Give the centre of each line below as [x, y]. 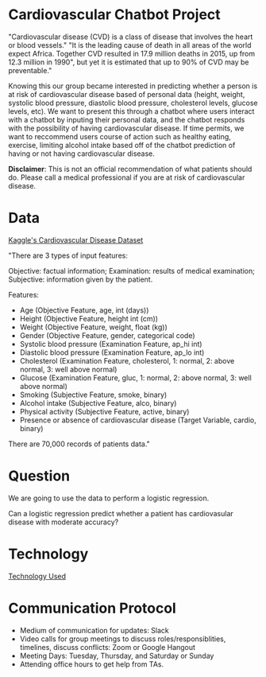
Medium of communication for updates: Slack [94, 630]
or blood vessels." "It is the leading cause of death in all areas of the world [130, 45]
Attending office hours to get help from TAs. [92, 664]
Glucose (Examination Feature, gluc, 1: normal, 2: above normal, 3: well [135, 377]
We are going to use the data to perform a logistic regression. [109, 498]
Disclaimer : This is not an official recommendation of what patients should [130, 169]
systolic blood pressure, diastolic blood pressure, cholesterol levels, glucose [133, 103]
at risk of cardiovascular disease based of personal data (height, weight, [127, 94]
